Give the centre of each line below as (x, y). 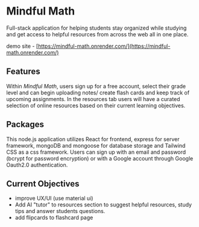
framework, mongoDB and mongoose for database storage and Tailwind (96, 145)
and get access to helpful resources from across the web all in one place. (97, 34)
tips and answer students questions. (60, 211)
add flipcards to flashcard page (54, 218)
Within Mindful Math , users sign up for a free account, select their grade (96, 86)
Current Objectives (43, 184)
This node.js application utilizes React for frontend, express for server (93, 139)
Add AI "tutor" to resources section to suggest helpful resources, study (103, 205)
